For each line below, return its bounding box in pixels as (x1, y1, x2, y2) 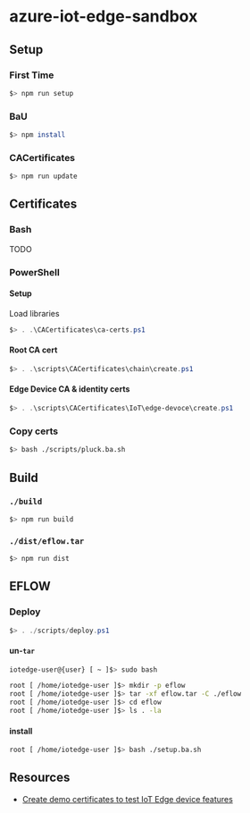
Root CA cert (9, 344, 58, 355)
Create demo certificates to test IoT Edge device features (21, 793, 234, 804)
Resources (9, 770, 71, 785)
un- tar (9, 646, 36, 656)
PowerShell (9, 266, 60, 278)
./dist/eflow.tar (9, 536, 85, 546)
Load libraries (9, 308, 60, 318)
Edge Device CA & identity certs (9, 384, 130, 394)
